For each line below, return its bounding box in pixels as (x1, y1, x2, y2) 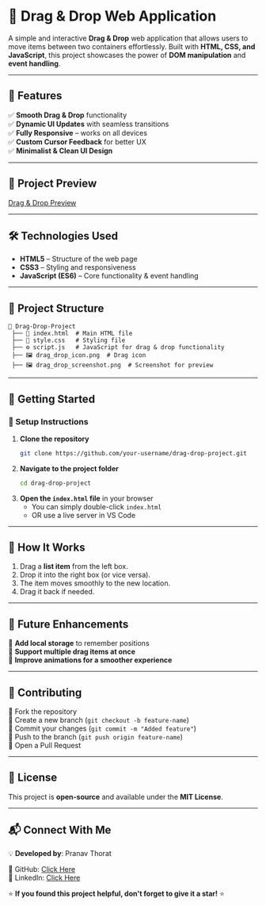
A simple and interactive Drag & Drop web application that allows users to (8, 33, 249, 43)
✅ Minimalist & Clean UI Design (8, 146, 113, 155)
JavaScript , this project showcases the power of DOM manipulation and (8, 50, 246, 60)
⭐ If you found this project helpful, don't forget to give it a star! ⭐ (8, 889, 225, 898)
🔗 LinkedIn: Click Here (8, 873, 81, 882)
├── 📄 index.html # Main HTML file (11, 329, 133, 338)
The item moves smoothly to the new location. (19, 578, 171, 588)
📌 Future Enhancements (8, 617, 129, 631)
